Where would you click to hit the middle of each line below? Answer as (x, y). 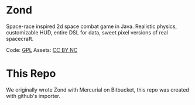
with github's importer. (33, 96)
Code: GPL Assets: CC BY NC (42, 50)
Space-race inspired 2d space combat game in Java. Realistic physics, (92, 26)
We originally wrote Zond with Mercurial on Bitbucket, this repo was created (97, 90)
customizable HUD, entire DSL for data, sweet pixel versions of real (87, 32)
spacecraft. (20, 38)
